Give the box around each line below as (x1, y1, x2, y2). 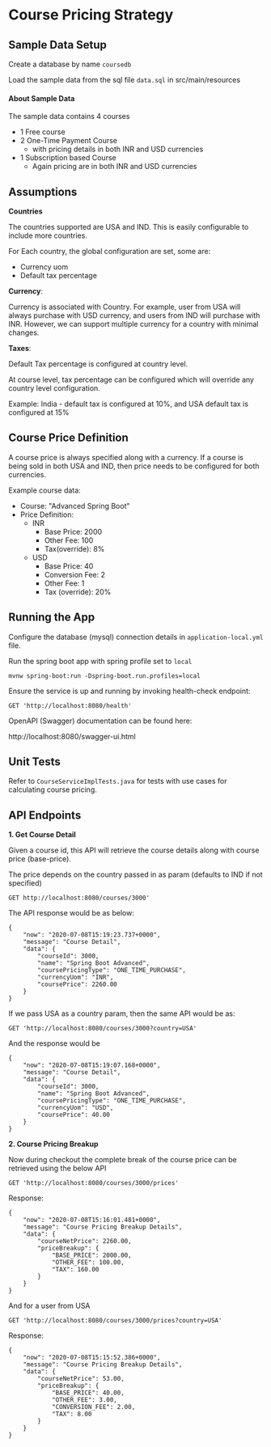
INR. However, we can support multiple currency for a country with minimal (8, 319, 259, 329)
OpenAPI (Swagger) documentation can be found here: (8, 716, 193, 726)
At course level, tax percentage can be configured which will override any (8, 374, 255, 385)
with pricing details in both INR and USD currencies (32, 144, 204, 154)
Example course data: (8, 485, 81, 495)
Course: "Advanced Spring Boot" (19, 501, 131, 510)
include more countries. (8, 231, 87, 240)
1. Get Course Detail (8, 830, 77, 840)
